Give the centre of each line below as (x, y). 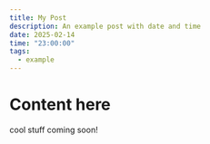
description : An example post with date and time (105, 26)
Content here (60, 105)
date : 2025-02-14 (42, 34)
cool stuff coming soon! (54, 130)
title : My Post (38, 18)
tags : (20, 52)
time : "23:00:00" (42, 43)
